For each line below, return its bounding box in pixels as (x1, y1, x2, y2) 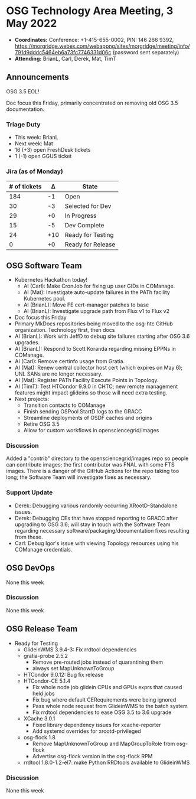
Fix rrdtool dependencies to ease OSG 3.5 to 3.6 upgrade (32, 709, 172, 716)
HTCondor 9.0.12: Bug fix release (23, 671, 104, 678)
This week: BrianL (14, 134, 59, 141)
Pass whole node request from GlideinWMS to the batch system (32, 702, 188, 709)
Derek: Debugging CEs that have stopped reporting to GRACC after (14, 514, 178, 521)
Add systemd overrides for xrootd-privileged (32, 728, 142, 735)
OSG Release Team (6, 624, 78, 634)
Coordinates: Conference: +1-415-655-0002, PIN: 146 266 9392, (14, 36, 174, 43)
